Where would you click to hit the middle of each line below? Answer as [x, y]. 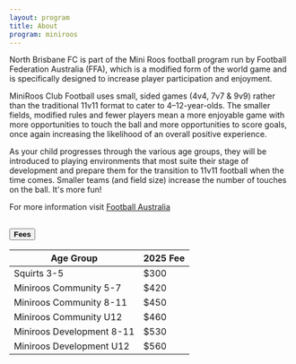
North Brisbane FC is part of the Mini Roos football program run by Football [148, 60]
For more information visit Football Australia [90, 207]
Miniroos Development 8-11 [74, 332]
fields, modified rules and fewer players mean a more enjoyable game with [147, 115]
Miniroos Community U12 [68, 317]
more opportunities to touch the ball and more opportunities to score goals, [148, 125]
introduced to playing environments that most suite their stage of [129, 161]
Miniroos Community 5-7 [68, 288]
